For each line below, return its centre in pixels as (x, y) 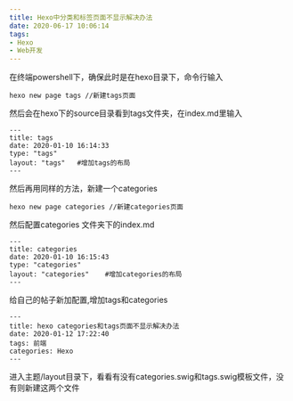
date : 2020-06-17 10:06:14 (59, 26)
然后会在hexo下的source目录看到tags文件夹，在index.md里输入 (126, 113)
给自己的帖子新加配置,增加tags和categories (89, 300)
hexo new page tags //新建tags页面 (73, 96)
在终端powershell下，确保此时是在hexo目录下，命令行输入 (116, 78)
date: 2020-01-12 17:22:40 (59, 334)
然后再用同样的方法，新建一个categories (83, 189)
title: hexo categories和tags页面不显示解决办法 (94, 326)
